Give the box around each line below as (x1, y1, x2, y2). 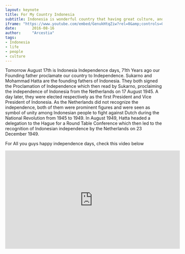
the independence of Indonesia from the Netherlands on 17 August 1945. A (5, 88, 159, 95)
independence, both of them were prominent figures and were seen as (5, 104, 151, 110)
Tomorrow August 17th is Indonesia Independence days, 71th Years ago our (5, 67, 160, 73)
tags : (5, 35, 16, 40)
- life (5, 44, 19, 49)
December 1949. (5, 131, 39, 137)
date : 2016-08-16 (5, 26, 55, 31)
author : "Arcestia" (5, 30, 55, 35)
